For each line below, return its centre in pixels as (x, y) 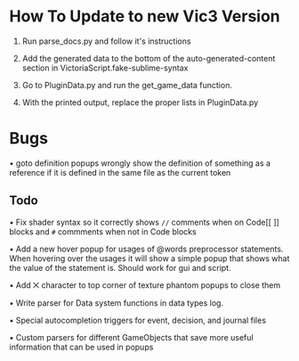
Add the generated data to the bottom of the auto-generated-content (149, 58)
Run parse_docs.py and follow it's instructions (106, 41)
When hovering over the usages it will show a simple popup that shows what (149, 258)
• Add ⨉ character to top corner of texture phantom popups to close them (145, 285)
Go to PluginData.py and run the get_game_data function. (127, 85)
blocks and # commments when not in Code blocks (103, 231)
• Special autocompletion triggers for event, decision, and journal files (138, 320)
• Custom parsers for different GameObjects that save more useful (131, 337)
